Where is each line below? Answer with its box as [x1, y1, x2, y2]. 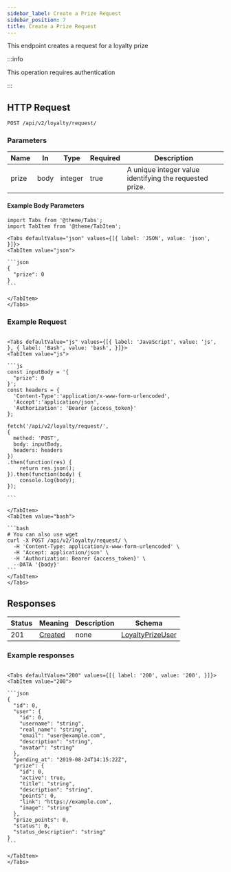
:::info [7, 55, 23, 63]
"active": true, [19, 774, 67, 781]
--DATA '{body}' [13, 561, 60, 568]
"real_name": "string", [19, 726, 88, 733]
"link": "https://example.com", [19, 798, 112, 805]
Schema [135, 618, 163, 628]
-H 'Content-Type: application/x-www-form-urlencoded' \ [13, 543, 180, 550]
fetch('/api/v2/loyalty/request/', [7, 422, 109, 430]
